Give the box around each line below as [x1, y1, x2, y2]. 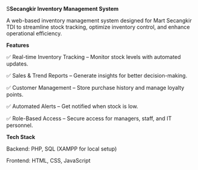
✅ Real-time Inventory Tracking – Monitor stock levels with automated [6, 53, 181, 60]
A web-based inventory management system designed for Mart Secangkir [6, 17, 193, 24]
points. [6, 91, 24, 98]
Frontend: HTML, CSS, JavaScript [6, 157, 91, 164]
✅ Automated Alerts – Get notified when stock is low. [6, 103, 138, 110]
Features [6, 42, 29, 49]
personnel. [6, 121, 33, 129]
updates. [6, 60, 29, 67]
